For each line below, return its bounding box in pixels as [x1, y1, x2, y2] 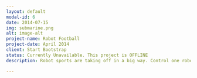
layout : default [6, 8, 46, 15]
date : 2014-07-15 [6, 19, 49, 25]
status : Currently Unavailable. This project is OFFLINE [6, 52, 148, 58]
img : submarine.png [6, 25, 54, 31]
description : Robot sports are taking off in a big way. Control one [6, 57, 180, 63]
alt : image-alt [6, 30, 43, 36]
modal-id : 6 [6, 14, 35, 20]
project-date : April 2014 [6, 42, 69, 48]
